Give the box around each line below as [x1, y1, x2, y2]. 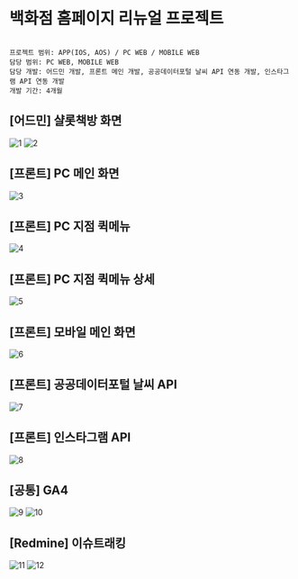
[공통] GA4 [9, 483, 69, 498]
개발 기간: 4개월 [9, 86, 63, 95]
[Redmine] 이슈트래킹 [9, 535, 126, 550]
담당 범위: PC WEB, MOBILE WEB [9, 58, 120, 67]
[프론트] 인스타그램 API [9, 430, 131, 446]
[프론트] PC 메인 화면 [9, 166, 120, 181]
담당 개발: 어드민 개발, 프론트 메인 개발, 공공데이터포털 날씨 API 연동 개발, [9, 67, 261, 77]
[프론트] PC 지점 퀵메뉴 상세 [9, 271, 156, 286]
